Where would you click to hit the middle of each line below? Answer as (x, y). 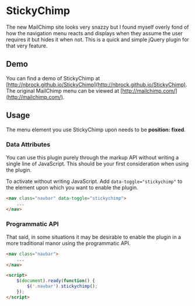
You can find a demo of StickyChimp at (53, 78)
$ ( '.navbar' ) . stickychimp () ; (62, 286)
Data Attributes (28, 145)
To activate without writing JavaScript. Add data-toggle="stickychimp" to (94, 181)
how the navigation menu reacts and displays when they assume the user (94, 33)
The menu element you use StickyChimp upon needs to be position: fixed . (96, 130)
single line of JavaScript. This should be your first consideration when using (97, 164)
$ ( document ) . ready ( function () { (56, 281)
